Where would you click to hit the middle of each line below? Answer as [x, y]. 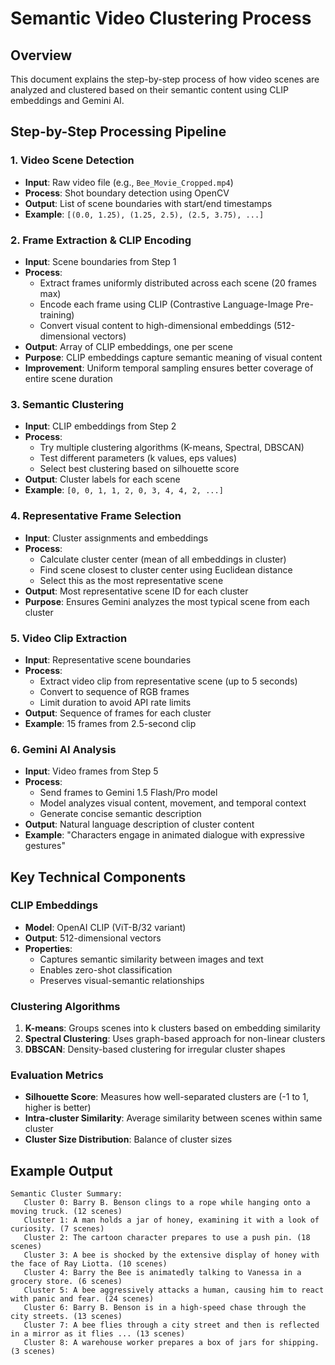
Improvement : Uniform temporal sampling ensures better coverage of [169, 368]
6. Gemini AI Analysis [63, 749]
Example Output [61, 1170]
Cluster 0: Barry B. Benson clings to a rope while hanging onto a [167, 1203]
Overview [41, 55]
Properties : [48, 948]
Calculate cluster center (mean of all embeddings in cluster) [163, 559]
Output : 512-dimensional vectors [93, 938]
